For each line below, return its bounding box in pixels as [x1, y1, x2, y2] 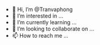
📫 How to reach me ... [12, 32, 68, 39]
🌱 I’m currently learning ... [12, 19, 77, 26]
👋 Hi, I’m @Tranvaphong [12, 6, 73, 13]
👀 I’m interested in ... [12, 12, 64, 19]
